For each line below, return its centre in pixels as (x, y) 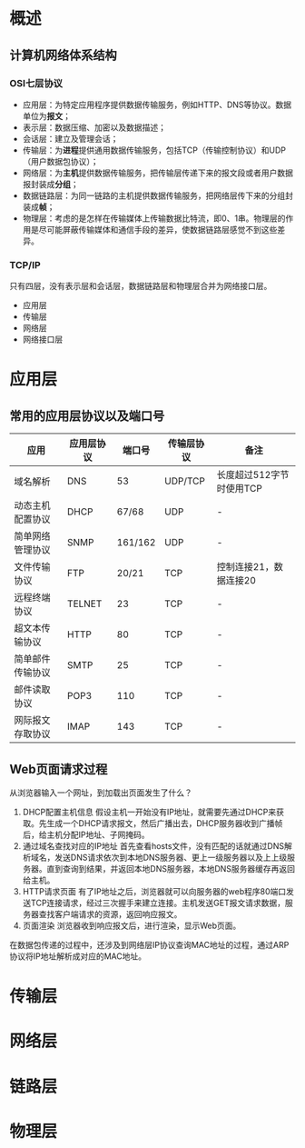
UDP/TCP (185, 481)
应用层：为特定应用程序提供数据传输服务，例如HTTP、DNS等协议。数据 (157, 105)
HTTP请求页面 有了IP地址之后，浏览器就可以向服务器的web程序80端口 (154, 891)
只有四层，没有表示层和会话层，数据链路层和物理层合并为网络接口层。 (141, 286)
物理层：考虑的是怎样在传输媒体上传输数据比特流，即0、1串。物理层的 (154, 218)
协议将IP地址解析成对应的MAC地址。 (78, 956)
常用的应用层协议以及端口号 (87, 416)
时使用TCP (240, 489)
